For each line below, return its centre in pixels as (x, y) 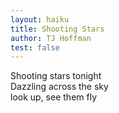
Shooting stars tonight (56, 76)
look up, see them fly (54, 97)
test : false (35, 47)
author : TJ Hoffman (51, 38)
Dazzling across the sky (59, 87)
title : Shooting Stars (57, 29)
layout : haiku (40, 19)
